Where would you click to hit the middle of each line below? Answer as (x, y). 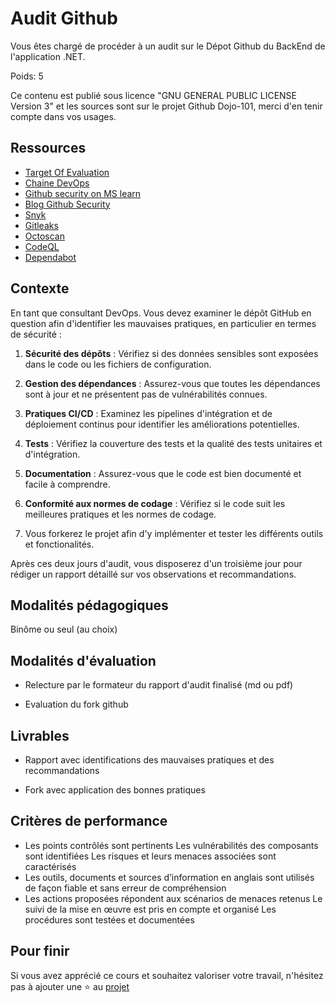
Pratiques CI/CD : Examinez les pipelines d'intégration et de (148, 413)
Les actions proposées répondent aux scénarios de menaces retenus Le (173, 898)
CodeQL (42, 246)
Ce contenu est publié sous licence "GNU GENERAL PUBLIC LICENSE (153, 95)
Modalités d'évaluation (83, 660)
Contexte (40, 288)
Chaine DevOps (57, 183)
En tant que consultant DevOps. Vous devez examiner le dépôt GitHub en (161, 313)
